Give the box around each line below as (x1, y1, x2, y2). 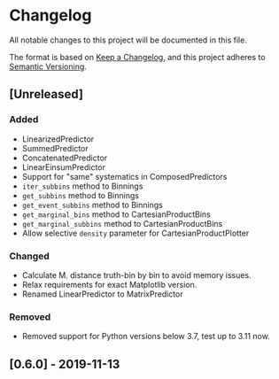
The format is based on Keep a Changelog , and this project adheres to (9, 51, 266, 62)
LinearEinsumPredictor (21, 161, 106, 173)
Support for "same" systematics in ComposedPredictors (21, 171, 228, 182)
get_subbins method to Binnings (21, 189, 140, 200)
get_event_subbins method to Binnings (21, 199, 164, 210)
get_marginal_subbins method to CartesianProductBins (21, 218, 223, 228)
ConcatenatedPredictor (21, 152, 108, 163)
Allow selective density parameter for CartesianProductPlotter (21, 228, 250, 238)
